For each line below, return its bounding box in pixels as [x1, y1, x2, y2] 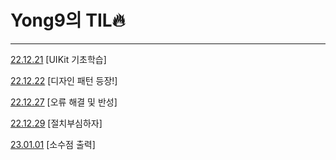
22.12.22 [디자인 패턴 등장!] [10, 74, 118, 86]
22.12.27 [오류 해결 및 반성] [10, 96, 118, 108]
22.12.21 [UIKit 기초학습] [10, 53, 107, 65]
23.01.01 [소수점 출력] [10, 138, 96, 150]
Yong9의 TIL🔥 [10, 9, 126, 32]
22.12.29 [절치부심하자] [10, 117, 103, 129]
